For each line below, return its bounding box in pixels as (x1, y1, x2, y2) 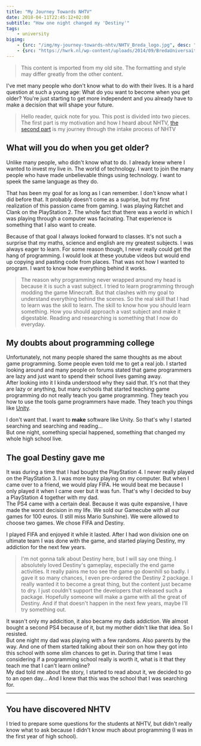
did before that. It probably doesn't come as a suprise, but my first (6, 196, 170, 203)
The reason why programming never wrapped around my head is (20, 276, 181, 283)
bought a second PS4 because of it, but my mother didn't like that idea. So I (6, 624, 193, 631)
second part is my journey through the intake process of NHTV (20, 125, 176, 132)
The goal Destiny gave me (6, 452, 105, 462)
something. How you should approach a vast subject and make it (20, 307, 181, 315)
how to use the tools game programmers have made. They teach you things (6, 398, 193, 406)
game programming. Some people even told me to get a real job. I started (6, 360, 187, 367)
